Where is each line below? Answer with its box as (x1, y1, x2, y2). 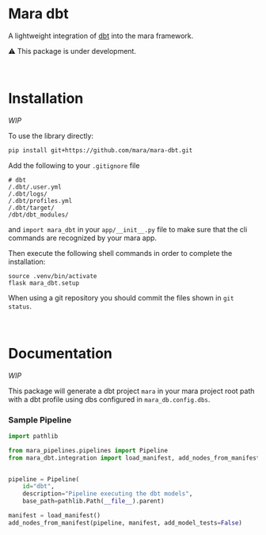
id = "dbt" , (22, 483, 55, 491)
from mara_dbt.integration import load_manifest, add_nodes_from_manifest (8, 453, 260, 462)
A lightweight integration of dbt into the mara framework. (8, 31, 194, 40)
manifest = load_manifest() (8, 512, 101, 520)
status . (8, 301, 32, 311)
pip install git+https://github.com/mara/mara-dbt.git (8, 146, 193, 155)
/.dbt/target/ (8, 204, 55, 212)
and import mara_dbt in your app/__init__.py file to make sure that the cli (8, 224, 248, 234)
